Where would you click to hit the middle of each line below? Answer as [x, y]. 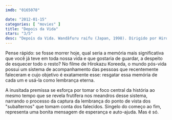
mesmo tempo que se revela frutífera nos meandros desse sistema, [76, 96]
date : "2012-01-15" [26, 19]
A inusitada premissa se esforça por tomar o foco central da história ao [80, 90]
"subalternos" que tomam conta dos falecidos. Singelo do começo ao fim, [83, 106]
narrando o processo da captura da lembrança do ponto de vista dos [78, 101]
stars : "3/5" [19, 34]
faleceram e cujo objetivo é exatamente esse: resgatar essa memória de [81, 75]
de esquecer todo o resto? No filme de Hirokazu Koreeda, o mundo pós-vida [86, 64]
